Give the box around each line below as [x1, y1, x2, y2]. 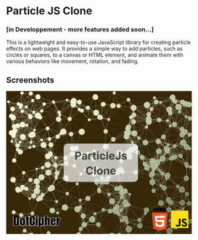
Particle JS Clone [6, 4, 93, 18]
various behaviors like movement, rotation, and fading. [6, 58, 139, 65]
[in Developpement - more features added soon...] [6, 26, 154, 34]
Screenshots [6, 75, 55, 85]
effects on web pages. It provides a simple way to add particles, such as [6, 45, 183, 52]
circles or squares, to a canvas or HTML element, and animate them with [6, 52, 184, 59]
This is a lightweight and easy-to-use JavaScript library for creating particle [6, 39, 191, 46]
